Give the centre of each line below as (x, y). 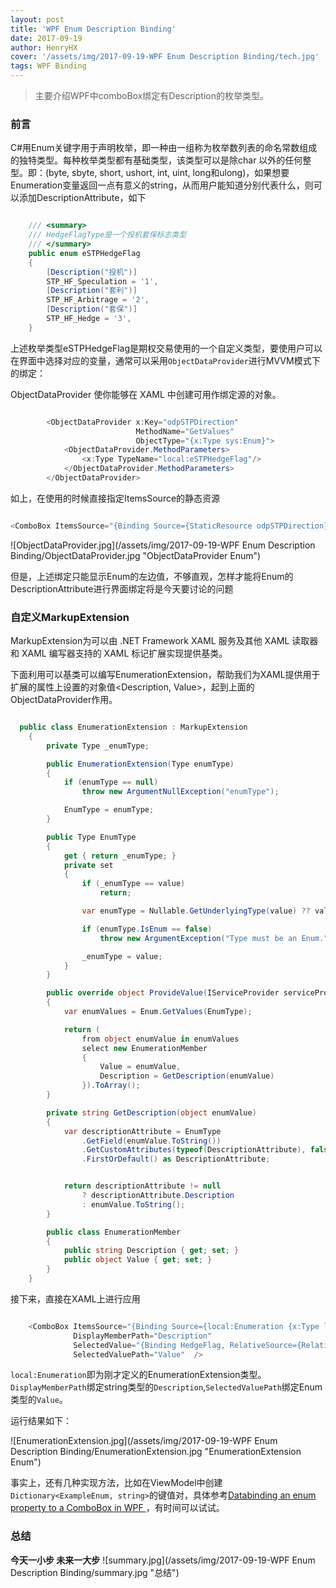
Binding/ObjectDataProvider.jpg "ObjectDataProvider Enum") (136, 555)
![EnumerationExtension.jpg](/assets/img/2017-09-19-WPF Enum (144, 1441)
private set (88, 865)
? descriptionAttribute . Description (158, 1196)
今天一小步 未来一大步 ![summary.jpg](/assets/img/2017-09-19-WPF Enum (163, 1560)
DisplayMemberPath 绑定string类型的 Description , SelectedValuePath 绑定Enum (166, 1387)
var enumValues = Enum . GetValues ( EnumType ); (158, 1012)
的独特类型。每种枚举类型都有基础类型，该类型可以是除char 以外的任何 (156, 160)
